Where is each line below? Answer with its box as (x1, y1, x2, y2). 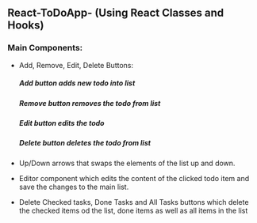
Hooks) (7, 19, 44, 32)
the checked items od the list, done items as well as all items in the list (18, 206, 248, 215)
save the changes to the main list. (18, 182, 129, 191)
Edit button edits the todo (18, 119, 105, 128)
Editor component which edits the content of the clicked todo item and (18, 173, 250, 183)
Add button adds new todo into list (18, 78, 136, 88)
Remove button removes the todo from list (18, 98, 161, 108)
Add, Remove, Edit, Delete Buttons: (18, 60, 134, 70)
